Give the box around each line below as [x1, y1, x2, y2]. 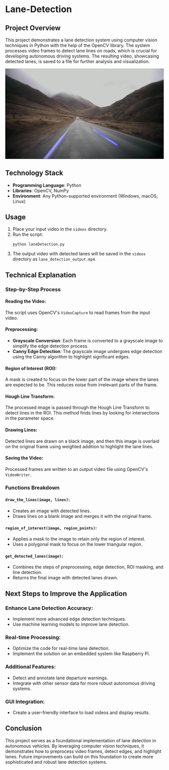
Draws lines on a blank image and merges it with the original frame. [12, 513, 152, 519]
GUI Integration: [5, 698, 45, 705]
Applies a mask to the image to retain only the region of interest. [12, 536, 146, 542]
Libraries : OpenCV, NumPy [12, 188, 69, 194]
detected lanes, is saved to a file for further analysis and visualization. [5, 58, 150, 64]
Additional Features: [5, 663, 56, 670]
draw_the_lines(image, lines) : [5, 497, 70, 503]
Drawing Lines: [5, 427, 38, 433]
